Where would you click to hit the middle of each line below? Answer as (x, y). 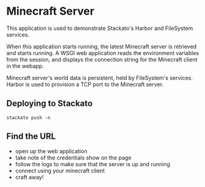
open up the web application (51, 151)
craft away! (29, 177)
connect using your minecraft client (60, 170)
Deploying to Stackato (50, 104)
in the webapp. (25, 66)
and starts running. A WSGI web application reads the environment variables (103, 53)
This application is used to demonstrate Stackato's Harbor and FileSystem (100, 28)
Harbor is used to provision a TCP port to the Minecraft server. (85, 84)
